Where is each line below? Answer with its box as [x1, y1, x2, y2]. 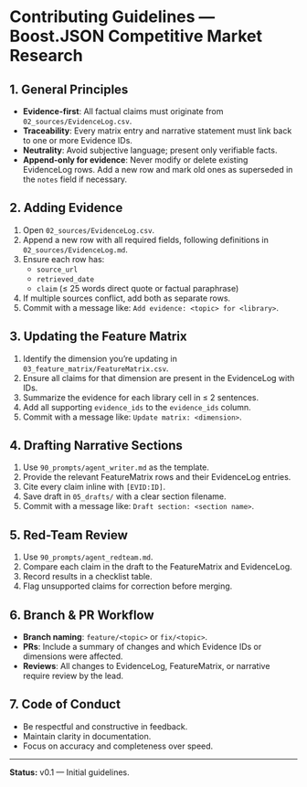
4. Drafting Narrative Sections [9, 438, 183, 453]
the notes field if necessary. [22, 174, 128, 185]
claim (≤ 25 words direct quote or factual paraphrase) [36, 282, 239, 293]
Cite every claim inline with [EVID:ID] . [22, 482, 166, 493]
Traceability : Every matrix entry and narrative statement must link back [22, 125, 292, 136]
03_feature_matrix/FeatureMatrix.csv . [22, 363, 169, 374]
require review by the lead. [22, 670, 124, 682]
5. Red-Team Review [9, 527, 128, 543]
